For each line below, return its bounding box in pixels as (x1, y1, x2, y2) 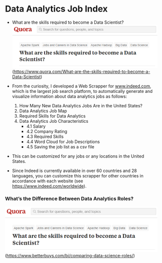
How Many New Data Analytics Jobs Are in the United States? (19, 103, 143, 109)
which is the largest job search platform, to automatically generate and (12, 88, 153, 94)
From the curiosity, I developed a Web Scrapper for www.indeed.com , (12, 83, 151, 89)
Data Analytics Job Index (5, 3, 108, 15)
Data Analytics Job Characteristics (19, 118, 88, 124)
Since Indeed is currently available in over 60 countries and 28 (12, 168, 137, 174)
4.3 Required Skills (26, 134, 64, 140)
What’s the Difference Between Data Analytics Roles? (5, 195, 134, 202)
